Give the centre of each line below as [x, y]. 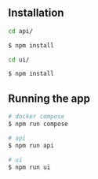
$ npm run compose [38, 124]
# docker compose [36, 117]
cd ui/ [19, 60]
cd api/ [21, 31]
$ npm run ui [29, 167]
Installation [36, 13]
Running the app [49, 98]
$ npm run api [31, 145]
